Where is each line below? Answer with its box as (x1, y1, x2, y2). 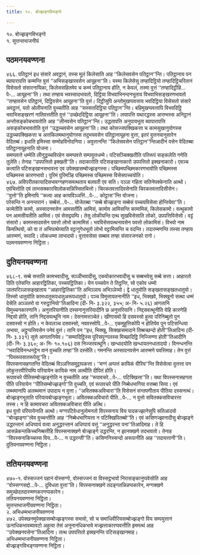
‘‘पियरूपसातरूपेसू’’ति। (6, 354, 50, 361)
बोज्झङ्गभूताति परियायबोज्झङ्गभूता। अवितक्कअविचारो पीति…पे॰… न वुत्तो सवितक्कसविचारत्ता (6, 394, 181, 401)
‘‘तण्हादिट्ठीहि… (158, 84, 186, 92)
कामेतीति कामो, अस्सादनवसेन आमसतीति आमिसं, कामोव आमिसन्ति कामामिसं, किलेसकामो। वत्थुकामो (6, 205, 193, 213)
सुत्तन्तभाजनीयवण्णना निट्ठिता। (6, 502, 63, 509)
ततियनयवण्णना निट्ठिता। (6, 495, 52, 502)
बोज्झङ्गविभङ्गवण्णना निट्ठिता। (6, 542, 65, 550)
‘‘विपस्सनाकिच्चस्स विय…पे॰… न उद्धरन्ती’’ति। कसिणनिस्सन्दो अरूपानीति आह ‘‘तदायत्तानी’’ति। (6, 435, 186, 442)
